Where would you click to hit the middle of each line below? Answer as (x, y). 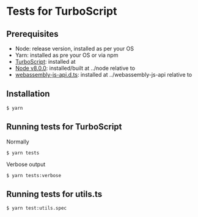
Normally (18, 142)
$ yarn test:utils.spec (37, 208)
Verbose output (26, 164)
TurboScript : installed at (45, 62)
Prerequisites (32, 34)
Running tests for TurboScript (64, 127)
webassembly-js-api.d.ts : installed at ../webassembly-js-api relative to (104, 74)
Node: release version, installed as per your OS (75, 48)
